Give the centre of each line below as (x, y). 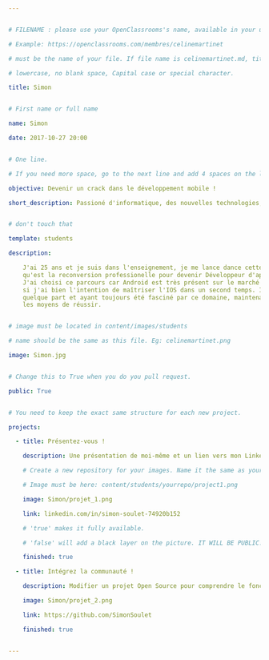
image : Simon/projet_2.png (68, 601)
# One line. (28, 159)
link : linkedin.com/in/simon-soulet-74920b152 (102, 513)
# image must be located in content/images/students (98, 326)
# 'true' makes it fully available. (84, 528)
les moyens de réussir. (62, 305)
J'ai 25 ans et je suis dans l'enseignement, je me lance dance (132, 268)
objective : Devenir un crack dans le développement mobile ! (112, 188)
